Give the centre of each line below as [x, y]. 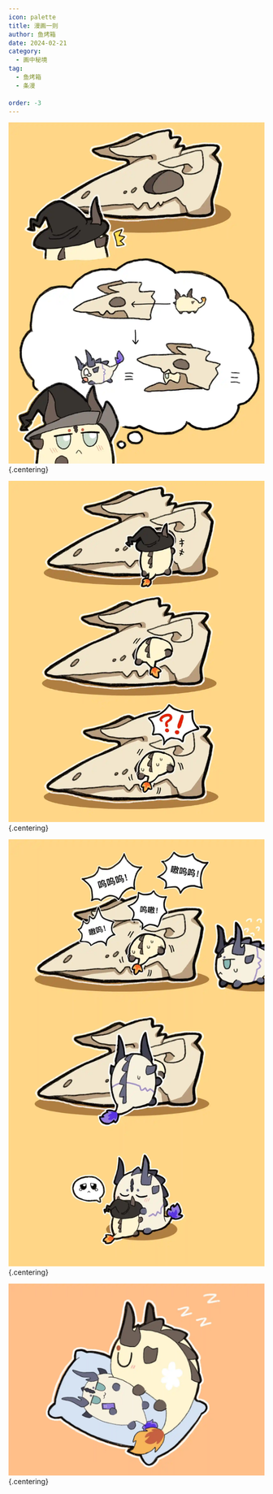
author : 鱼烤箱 [32, 34]
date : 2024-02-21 [38, 43]
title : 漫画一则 [33, 26]
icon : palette [32, 17]
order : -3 [25, 103]
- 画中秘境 [32, 60]
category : [25, 52]
